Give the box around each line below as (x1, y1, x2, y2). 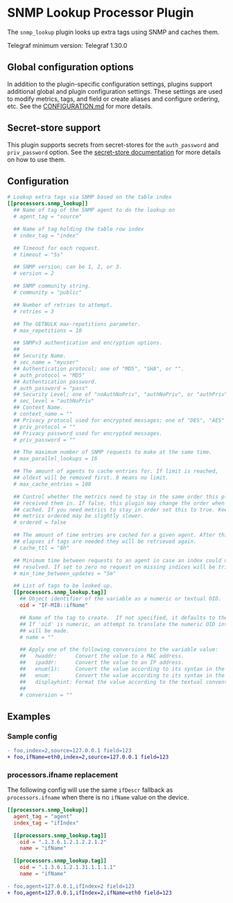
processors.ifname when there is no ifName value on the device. (7, 793, 189, 802)
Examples (7, 710, 51, 723)
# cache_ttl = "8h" (13, 544, 70, 551)
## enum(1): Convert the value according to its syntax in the (19, 666, 225, 673)
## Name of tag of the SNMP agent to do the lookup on (13, 207, 175, 214)
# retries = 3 (13, 307, 54, 315)
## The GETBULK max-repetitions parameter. (13, 321, 141, 328)
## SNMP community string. (13, 282, 92, 289)
